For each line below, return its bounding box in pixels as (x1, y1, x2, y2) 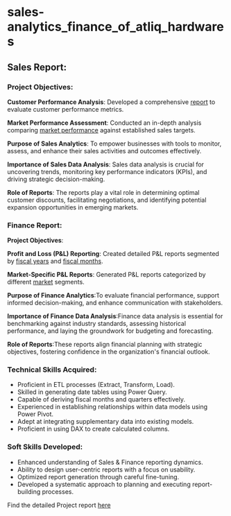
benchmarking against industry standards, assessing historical (7, 320, 186, 328)
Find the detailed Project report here (7, 501, 111, 509)
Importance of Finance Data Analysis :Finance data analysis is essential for (7, 312, 223, 320)
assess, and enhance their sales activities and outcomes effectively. (7, 146, 202, 155)
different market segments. (7, 278, 85, 286)
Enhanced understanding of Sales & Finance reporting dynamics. (17, 458, 203, 466)
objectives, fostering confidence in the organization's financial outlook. (7, 347, 210, 356)
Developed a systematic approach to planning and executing (17, 480, 191, 488)
